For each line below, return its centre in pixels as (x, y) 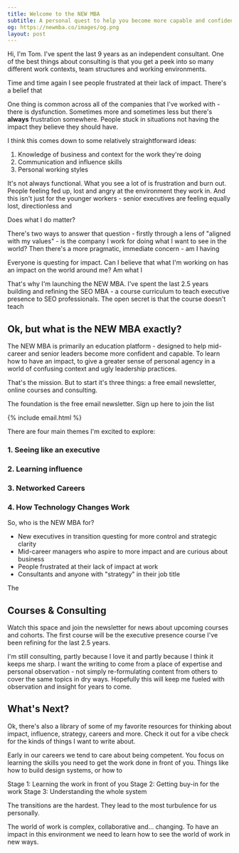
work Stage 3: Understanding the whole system (77, 791)
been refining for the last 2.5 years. (59, 642)
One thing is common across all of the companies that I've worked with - (114, 105)
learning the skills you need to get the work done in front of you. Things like (118, 763)
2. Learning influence (45, 469)
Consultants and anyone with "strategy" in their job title (99, 574)
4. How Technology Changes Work (69, 507)
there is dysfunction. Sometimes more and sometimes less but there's (110, 112)
